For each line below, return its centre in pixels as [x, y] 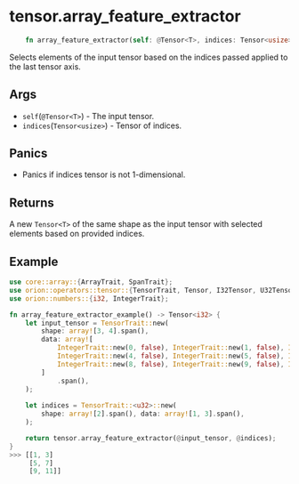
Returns [32, 202]
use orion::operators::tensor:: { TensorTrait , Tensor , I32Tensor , [133, 290]
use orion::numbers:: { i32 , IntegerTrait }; [89, 298]
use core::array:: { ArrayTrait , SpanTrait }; [91, 282]
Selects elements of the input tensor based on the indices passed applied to [149, 57]
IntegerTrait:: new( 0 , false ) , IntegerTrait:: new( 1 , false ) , [170, 348]
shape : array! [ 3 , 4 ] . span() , [95, 331]
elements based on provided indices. [77, 234]
